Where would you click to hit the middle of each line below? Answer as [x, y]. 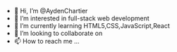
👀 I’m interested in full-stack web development [81, 18]
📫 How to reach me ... [47, 41]
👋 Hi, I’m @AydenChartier [51, 11]
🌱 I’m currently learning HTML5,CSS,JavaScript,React [92, 26]
